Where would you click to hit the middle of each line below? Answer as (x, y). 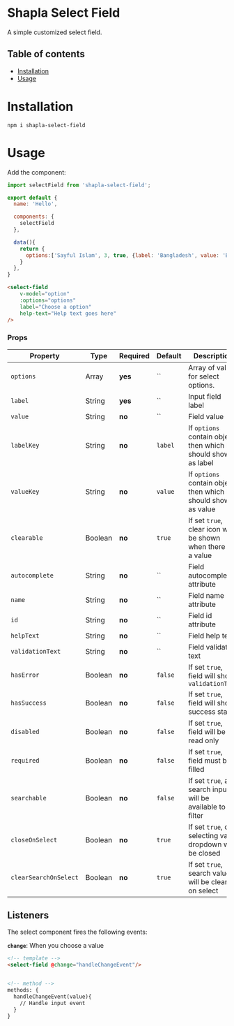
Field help (204, 636)
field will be (206, 731)
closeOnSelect (34, 840)
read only (203, 740)
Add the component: (37, 172)
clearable (27, 538)
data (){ (25, 242)
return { (32, 249)
